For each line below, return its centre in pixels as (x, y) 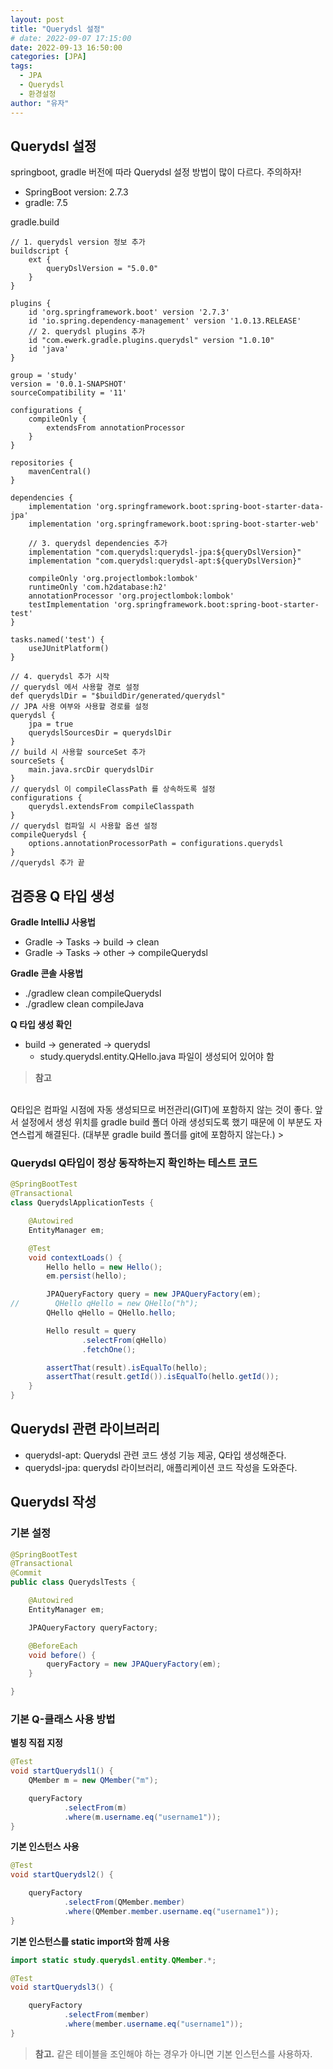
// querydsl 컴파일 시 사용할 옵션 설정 (84, 826)
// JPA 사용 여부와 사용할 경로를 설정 (79, 707)
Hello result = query (91, 1331)
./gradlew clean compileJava (84, 1004)
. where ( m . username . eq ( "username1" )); (142, 1817)
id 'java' (49, 349)
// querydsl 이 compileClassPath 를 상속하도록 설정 (113, 789)
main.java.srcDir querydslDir (91, 770)
